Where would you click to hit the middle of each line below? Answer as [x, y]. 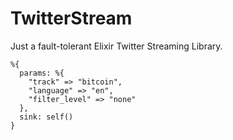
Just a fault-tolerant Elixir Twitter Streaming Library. [116, 46]
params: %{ [42, 73]
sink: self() [46, 117]
